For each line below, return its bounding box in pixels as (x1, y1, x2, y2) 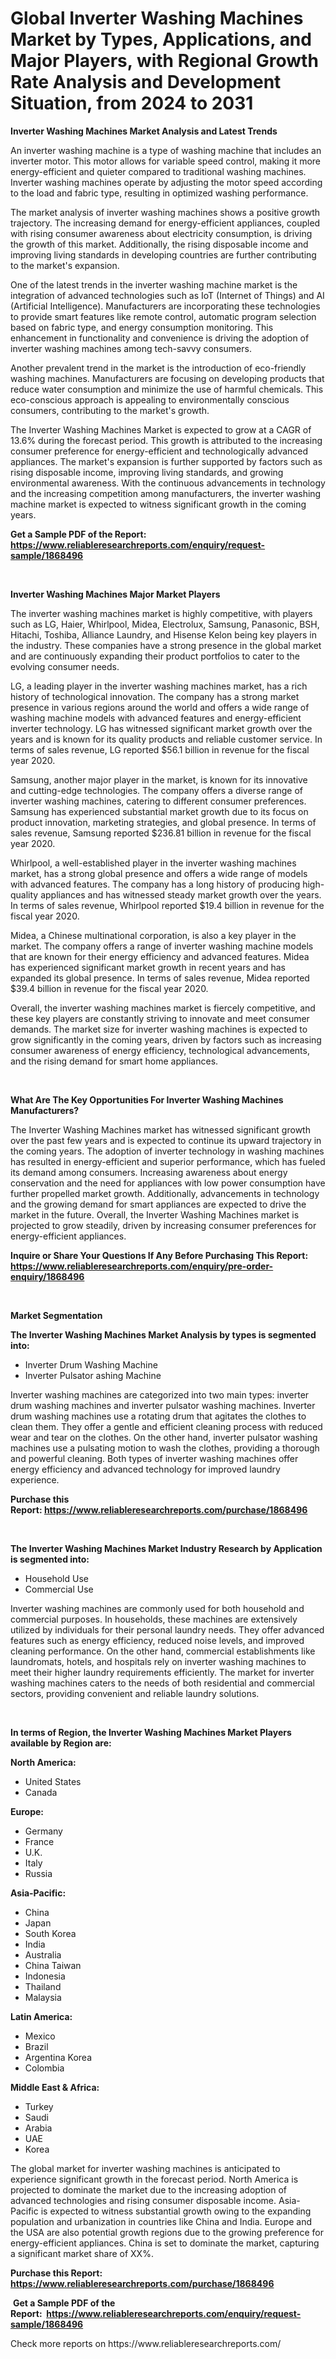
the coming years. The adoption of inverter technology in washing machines (10, 1145, 325, 1157)
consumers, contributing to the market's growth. (10, 404, 210, 416)
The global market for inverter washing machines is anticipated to (10, 2162, 281, 2174)
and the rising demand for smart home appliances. (10, 1055, 219, 1067)
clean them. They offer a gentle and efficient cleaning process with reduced (10, 1420, 323, 1432)
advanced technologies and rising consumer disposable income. (10, 2194, 277, 2206)
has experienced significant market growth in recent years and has (10, 961, 286, 973)
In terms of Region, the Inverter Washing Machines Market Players (10, 1726, 292, 1738)
